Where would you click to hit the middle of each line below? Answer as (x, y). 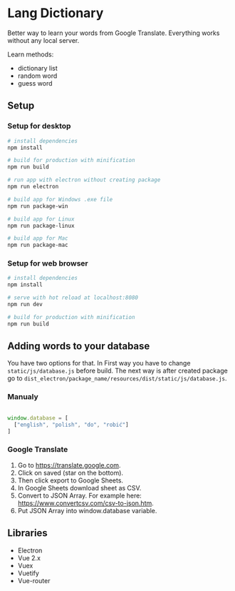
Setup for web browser (48, 263)
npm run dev (25, 305)
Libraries (27, 533)
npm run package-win (38, 206)
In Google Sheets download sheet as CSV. (79, 488)
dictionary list (38, 68)
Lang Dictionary (56, 13)
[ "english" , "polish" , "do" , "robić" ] (72, 425)
